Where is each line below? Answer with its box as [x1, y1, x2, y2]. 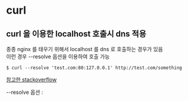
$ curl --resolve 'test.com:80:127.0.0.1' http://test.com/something [6, 65, 183, 71]
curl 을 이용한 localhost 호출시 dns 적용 [6, 29, 147, 39]
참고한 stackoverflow [6, 76, 57, 83]
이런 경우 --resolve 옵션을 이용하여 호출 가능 [6, 53, 110, 60]
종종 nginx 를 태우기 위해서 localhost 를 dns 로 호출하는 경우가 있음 [6, 46, 164, 52]
